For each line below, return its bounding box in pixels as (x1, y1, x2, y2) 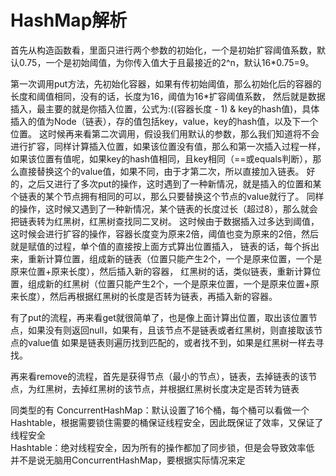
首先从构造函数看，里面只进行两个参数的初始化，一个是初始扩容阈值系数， (10, 44, 317, 56)
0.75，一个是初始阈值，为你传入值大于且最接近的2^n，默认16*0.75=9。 (18, 56, 315, 68)
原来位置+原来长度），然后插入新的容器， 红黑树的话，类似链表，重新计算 (10, 265, 313, 277)
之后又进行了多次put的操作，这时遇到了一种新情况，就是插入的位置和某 (27, 177, 322, 190)
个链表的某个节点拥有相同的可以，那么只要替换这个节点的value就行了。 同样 (10, 190, 325, 202)
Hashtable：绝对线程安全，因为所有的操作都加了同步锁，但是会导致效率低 (10, 441, 315, 453)
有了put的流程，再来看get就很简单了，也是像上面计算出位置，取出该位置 (10, 311, 309, 323)
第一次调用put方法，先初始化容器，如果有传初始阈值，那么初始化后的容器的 (10, 77, 322, 90)
